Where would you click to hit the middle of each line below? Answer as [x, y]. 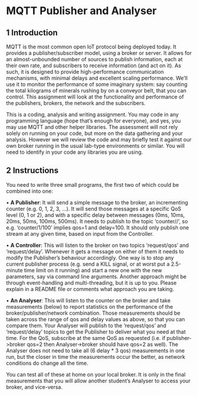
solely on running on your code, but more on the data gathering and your [95, 133]
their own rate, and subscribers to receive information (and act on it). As [94, 65]
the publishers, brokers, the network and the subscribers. [76, 103]
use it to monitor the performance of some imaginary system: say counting [97, 84]
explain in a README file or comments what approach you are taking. [90, 289]
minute [14, 270]
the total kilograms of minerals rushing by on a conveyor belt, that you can [96, 90]
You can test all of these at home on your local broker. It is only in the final [96, 374]
